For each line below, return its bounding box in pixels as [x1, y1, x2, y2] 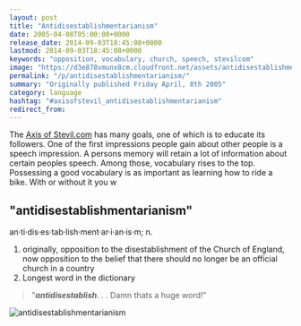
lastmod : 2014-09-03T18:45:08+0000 [9, 47, 142, 56]
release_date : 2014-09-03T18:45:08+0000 [9, 38, 163, 47]
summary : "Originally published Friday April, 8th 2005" [9, 80, 227, 89]
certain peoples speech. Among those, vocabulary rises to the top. [9, 158, 255, 168]
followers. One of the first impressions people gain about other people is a [9, 139, 284, 150]
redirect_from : [9, 105, 66, 114]
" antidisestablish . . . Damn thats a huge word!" [30, 290, 207, 301]
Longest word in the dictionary [21, 272, 136, 283]
